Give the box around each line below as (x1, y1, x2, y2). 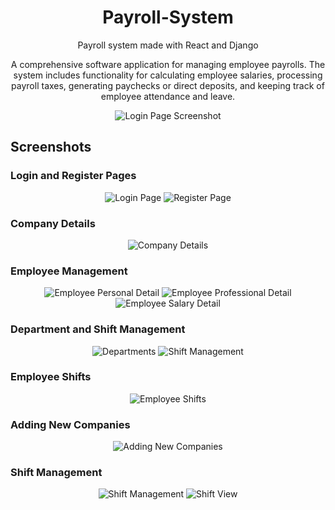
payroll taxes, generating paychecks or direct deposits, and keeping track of (11, 79, 325, 91)
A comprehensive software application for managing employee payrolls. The (10, 58, 326, 70)
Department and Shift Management (10, 322, 186, 336)
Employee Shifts (10, 370, 92, 384)
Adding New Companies (10, 417, 131, 431)
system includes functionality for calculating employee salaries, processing (13, 69, 323, 81)
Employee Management (10, 264, 128, 278)
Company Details (10, 216, 96, 230)
